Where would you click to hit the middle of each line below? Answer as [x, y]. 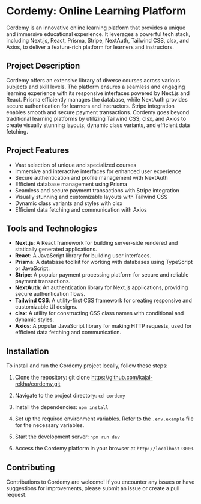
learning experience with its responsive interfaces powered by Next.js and [98, 93]
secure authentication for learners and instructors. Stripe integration [91, 106]
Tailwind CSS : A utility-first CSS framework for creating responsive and [103, 300]
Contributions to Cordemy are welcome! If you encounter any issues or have [100, 482]
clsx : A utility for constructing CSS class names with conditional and [99, 313]
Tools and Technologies [52, 228]
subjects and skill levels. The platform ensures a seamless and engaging [96, 87]
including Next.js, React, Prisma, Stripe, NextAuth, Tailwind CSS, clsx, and [97, 40]
